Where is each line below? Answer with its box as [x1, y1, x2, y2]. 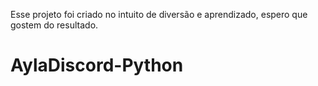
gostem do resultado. [10, 19, 99, 31]
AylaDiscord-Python [10, 54, 184, 77]
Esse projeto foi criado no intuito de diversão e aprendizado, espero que [10, 9, 308, 20]
